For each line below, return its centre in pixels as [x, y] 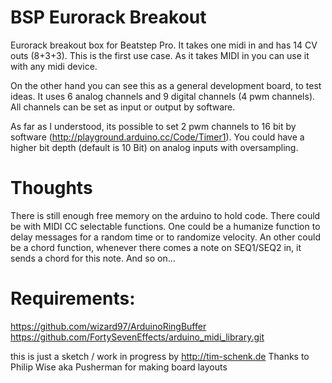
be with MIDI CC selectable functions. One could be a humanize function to [165, 226]
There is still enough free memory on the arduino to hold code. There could [165, 215]
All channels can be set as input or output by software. [123, 107]
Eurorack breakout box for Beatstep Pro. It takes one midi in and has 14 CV [164, 45]
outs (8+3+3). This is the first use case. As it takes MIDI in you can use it [160, 55]
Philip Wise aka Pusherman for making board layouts [119, 367]
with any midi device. [54, 66]
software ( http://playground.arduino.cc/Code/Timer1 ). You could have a [157, 137]
